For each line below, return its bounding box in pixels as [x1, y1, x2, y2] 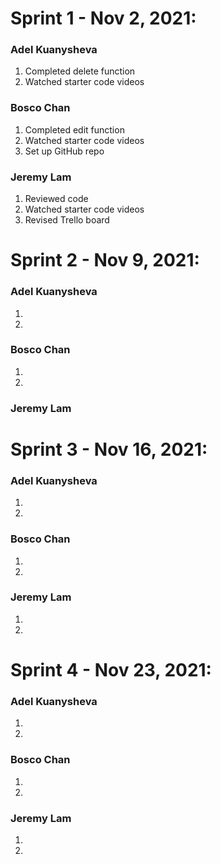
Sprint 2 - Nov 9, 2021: [10, 249, 200, 272]
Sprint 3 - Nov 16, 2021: [10, 438, 208, 461]
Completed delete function [24, 65, 136, 77]
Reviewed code [24, 193, 89, 205]
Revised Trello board [24, 214, 110, 226]
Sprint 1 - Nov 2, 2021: [10, 7, 197, 30]
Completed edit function [24, 123, 125, 136]
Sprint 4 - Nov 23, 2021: [10, 659, 212, 682]
